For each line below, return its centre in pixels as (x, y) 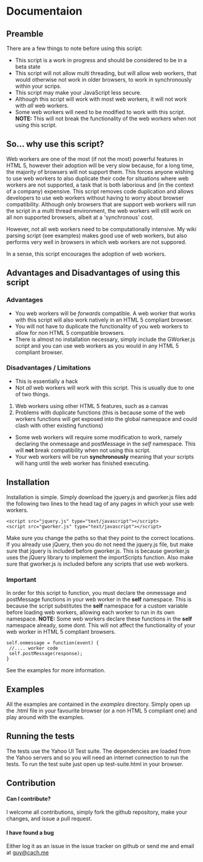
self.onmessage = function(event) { (53, 643)
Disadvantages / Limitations (49, 368)
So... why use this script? (55, 144)
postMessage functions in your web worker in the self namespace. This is (99, 599)
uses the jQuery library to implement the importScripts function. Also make (100, 557)
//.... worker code (34, 648)
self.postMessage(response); (46, 653)
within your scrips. (38, 86)
